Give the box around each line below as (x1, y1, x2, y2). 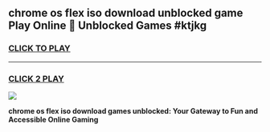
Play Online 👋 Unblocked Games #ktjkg (8, 19, 207, 33)
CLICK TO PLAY (8, 43, 71, 54)
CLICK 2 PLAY (8, 73, 64, 84)
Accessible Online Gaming (8, 114, 99, 124)
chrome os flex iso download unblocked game (8, 6, 243, 20)
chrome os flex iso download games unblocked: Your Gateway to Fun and (8, 106, 259, 115)
